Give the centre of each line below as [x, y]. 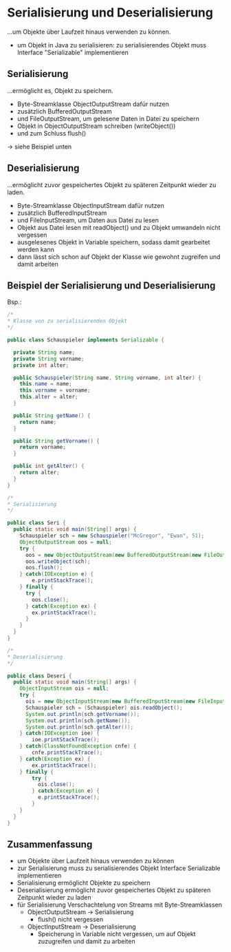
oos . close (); [51, 600]
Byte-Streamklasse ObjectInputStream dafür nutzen [90, 205]
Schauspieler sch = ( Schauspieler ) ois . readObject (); [104, 708]
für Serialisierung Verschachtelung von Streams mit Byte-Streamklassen [119, 905]
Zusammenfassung [50, 844]
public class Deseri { [40, 676]
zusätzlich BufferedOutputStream [64, 111]
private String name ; [44, 352]
